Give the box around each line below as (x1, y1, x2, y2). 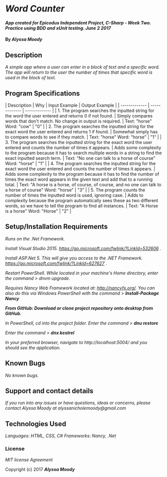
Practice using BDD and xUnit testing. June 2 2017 (5, 25, 111, 31)
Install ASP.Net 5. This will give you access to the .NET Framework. (5, 255, 143, 261)
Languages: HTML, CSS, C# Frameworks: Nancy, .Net (5, 433, 116, 439)
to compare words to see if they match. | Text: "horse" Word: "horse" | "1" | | (5, 134, 162, 140)
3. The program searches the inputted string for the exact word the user (5, 139, 153, 145)
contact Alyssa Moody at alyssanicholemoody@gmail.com (5, 405, 126, 411)
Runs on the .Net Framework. (5, 236, 65, 241)
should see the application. (5, 345, 61, 351)
